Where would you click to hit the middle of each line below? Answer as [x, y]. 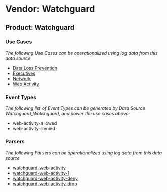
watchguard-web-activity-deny [45, 179]
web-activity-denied [34, 129]
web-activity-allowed [35, 123]
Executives [24, 73]
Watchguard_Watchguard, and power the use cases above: [68, 114]
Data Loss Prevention [35, 68]
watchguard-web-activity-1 [41, 173]
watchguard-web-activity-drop [45, 184]
